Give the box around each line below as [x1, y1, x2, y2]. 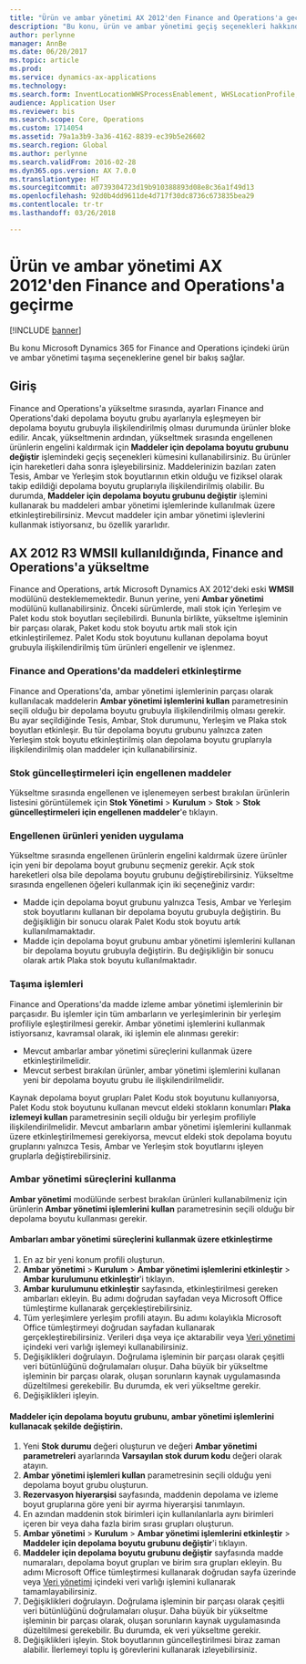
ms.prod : [9, 65, 43, 74]
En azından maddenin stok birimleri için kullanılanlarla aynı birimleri [22, 1509, 274, 1520]
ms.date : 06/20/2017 [9, 47, 88, 57]
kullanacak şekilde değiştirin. [9, 1420, 124, 1431]
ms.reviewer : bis [9, 107, 76, 116]
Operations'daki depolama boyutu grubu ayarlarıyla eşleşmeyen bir [9, 412, 261, 423]
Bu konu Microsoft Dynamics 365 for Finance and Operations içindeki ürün [9, 342, 290, 353]
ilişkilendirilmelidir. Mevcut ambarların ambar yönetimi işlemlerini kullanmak [9, 1121, 291, 1132]
